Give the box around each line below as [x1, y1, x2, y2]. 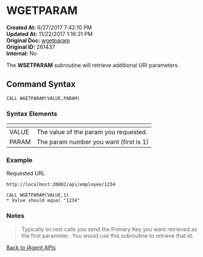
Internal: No [6, 49, 37, 57]
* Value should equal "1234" [6, 197, 80, 204]
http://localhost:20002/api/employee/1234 [6, 181, 115, 188]
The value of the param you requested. [36, 128, 148, 136]
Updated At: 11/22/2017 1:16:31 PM [6, 30, 93, 37]
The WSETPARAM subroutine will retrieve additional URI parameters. [6, 62, 179, 69]
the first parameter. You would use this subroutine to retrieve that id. [21, 232, 194, 239]
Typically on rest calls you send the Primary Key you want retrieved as [21, 225, 198, 233]
